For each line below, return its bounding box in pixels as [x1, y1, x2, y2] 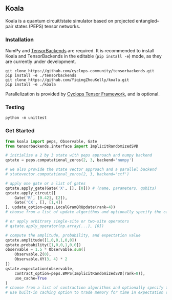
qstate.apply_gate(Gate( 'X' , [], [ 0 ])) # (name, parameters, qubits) [5, 186, 157, 191]
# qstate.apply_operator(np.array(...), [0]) [5, 223, 104, 229]
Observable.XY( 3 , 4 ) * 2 [14, 256, 68, 262]
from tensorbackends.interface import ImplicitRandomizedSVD [5, 144, 139, 149]
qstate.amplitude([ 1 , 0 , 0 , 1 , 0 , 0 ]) [5, 237, 77, 243]
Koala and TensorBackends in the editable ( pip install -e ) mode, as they [5, 53, 162, 59]
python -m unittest [5, 115, 47, 121]
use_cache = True [14, 275, 47, 281]
